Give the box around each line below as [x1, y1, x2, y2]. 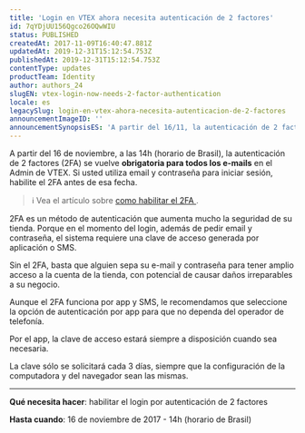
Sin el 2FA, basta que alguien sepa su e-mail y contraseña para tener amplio [9, 260, 295, 271]
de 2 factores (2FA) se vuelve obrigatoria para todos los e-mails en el [9, 158, 272, 168]
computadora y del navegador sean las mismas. [9, 370, 189, 381]
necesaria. [9, 343, 49, 354]
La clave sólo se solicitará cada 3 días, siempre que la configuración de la [9, 360, 286, 371]
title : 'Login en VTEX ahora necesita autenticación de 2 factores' [9, 13, 274, 23]
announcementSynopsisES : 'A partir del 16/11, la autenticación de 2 [9, 123, 279, 133]
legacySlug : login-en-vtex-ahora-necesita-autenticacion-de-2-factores [9, 106, 286, 115]
